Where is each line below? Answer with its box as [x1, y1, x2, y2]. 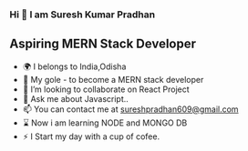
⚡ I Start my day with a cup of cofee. [22, 131, 160, 142]
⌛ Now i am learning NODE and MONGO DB [22, 117, 188, 128]
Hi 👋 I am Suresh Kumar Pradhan [9, 8, 156, 21]
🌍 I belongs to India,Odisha [22, 61, 127, 72]
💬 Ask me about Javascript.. [22, 93, 129, 104]
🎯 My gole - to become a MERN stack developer [22, 74, 204, 85]
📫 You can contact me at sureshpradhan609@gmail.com [22, 104, 239, 115]
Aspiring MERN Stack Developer [9, 36, 197, 52]
